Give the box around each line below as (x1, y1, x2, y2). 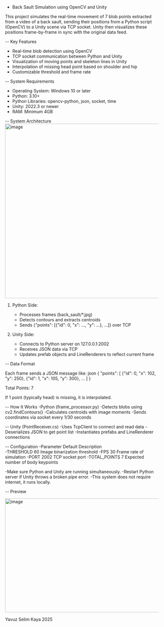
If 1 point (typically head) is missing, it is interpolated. (5, 395, 112, 400)
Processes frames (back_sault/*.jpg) (19, 312, 93, 317)
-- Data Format (5, 361, 35, 366)
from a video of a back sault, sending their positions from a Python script (5, 19, 152, 24)
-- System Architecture (5, 118, 51, 124)
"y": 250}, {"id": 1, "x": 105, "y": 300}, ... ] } (5, 376, 91, 381)
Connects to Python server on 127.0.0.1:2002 (19, 341, 109, 347)
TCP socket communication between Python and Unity (12, 53, 123, 59)
